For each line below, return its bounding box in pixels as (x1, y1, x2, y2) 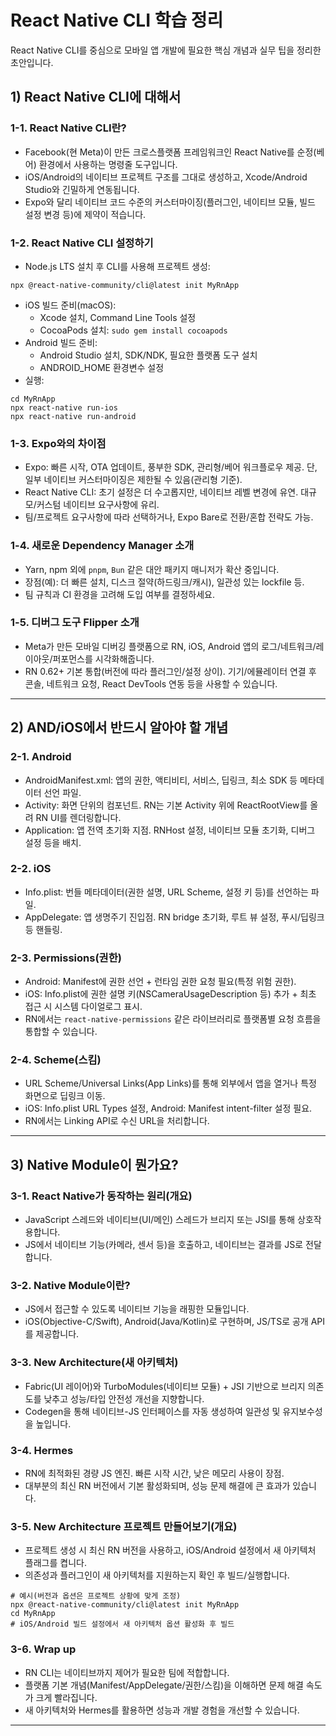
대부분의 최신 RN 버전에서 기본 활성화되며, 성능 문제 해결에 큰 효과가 (24, 1479, 291, 1491)
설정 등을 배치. (24, 836, 82, 848)
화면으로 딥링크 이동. (24, 1090, 106, 1102)
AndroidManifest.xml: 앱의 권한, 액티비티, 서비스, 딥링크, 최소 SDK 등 (24, 774, 298, 786)
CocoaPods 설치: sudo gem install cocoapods (39, 324, 228, 336)
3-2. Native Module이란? (10, 1279, 131, 1292)
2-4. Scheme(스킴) (10, 1053, 102, 1067)
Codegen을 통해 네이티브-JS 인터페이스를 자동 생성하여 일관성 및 (24, 1405, 281, 1417)
